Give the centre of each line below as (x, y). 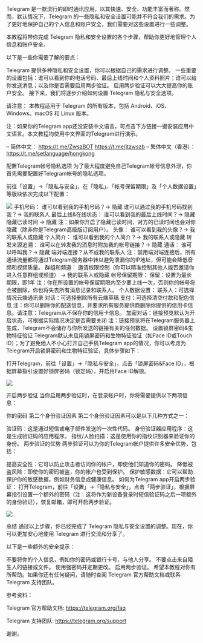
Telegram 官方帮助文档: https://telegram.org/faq (66, 608)
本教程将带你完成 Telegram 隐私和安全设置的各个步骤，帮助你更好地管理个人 (101, 37)
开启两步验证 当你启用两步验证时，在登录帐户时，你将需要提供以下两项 (94, 395)
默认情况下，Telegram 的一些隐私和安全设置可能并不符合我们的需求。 (103, 16)
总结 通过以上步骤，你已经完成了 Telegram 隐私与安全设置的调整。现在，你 (100, 526)
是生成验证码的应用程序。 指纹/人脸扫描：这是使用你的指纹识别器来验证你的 (101, 436)
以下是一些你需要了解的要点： (43, 57)
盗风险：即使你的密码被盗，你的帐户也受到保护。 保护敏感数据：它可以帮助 (100, 472)
